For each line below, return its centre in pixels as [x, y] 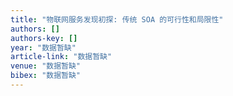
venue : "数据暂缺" [46, 66]
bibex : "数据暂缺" [46, 76]
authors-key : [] [44, 38]
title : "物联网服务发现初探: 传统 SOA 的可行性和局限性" [117, 19]
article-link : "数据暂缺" [61, 57]
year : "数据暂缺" [43, 47]
